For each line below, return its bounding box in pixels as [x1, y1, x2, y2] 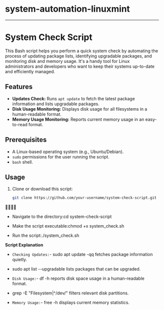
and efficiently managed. [5, 68, 55, 74]
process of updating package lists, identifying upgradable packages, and [5, 53, 152, 59]
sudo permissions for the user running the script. [12, 154, 110, 159]
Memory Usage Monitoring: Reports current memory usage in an [12, 116, 144, 122]
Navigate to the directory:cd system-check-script [12, 213, 112, 220]
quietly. [12, 257, 27, 263]
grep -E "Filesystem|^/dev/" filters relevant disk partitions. [12, 290, 129, 296]
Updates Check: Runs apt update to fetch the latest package [12, 96, 135, 101]
